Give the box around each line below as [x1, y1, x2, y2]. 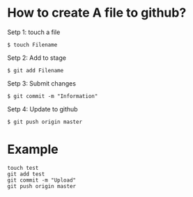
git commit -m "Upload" [7, 176, 77, 184]
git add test [7, 171, 45, 178]
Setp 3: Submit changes [7, 79, 77, 88]
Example [7, 141, 59, 157]
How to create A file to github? [7, 5, 187, 21]
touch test [7, 164, 39, 171]
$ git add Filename [7, 67, 64, 74]
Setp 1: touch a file [7, 28, 61, 36]
